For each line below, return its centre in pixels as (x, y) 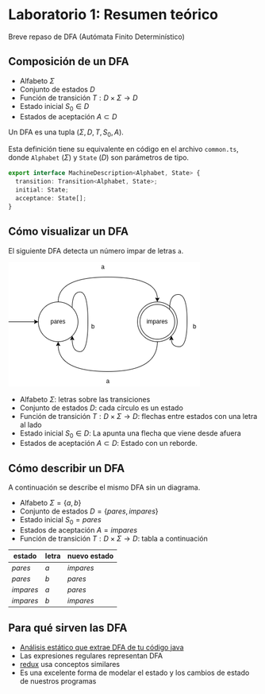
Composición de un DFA (69, 62)
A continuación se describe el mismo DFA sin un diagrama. (104, 487)
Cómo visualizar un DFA (69, 232)
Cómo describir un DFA (67, 468)
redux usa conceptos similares (70, 664)
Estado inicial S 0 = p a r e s (60, 521)
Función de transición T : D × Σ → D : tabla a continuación (114, 538)
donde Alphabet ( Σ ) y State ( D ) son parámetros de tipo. (98, 157)
